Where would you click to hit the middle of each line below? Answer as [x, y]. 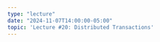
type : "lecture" [31, 14]
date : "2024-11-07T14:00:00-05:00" [60, 21]
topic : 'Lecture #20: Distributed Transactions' [81, 27]
